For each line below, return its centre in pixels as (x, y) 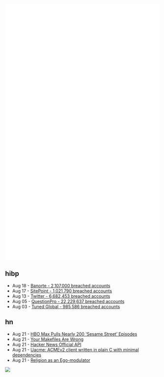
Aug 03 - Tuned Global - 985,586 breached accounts (66, 307)
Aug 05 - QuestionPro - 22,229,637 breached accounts (68, 301)
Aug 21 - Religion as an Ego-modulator (51, 360)
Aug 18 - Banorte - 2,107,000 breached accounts (61, 285)
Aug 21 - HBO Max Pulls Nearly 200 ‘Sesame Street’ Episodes (75, 334)
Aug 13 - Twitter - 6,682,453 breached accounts (61, 296)
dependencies (27, 355)
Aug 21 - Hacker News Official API (47, 344)
